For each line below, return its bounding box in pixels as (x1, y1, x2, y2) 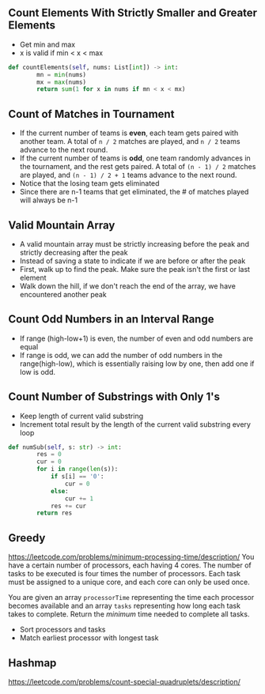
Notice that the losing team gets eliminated (19, 179, 160, 188)
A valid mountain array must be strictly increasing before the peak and (19, 239, 249, 248)
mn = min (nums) (36, 70, 87, 78)
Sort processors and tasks (19, 624, 106, 635)
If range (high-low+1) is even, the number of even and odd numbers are (19, 334, 253, 343)
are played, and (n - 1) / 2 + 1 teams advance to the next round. (19, 170, 237, 180)
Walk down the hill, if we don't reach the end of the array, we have (19, 281, 236, 291)
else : (50, 487, 69, 495)
